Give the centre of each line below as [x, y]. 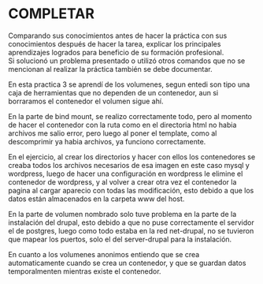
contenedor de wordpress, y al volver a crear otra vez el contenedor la [122, 181]
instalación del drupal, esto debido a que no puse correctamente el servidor [131, 222]
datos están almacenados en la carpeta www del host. [96, 199]
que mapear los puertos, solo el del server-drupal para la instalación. [120, 239]
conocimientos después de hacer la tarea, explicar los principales [115, 43]
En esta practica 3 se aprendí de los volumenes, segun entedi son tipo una [129, 84]
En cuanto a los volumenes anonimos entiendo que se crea [104, 254]
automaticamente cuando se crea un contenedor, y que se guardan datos [127, 263]
